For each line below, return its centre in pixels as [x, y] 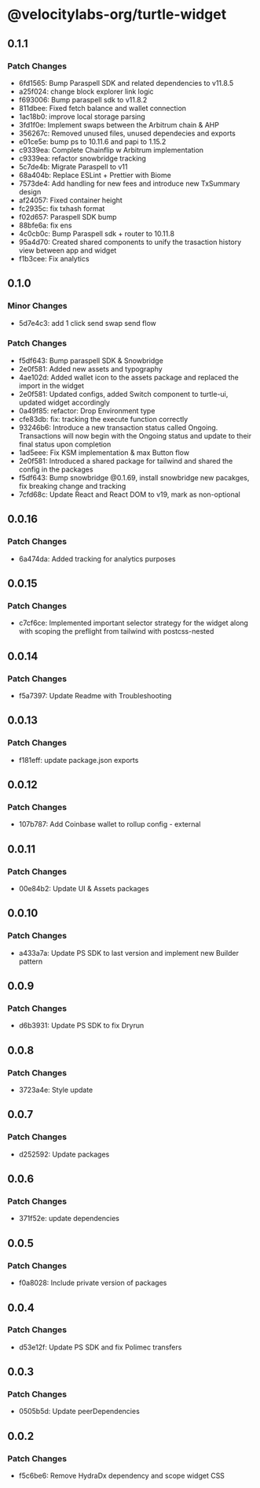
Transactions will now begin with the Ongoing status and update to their [135, 435]
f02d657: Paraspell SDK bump [68, 217]
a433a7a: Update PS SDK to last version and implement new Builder [129, 953]
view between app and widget [68, 250]
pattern [31, 961]
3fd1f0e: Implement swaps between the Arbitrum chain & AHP [119, 124]
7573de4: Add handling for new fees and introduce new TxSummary [129, 183]
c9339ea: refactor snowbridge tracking [82, 158]
